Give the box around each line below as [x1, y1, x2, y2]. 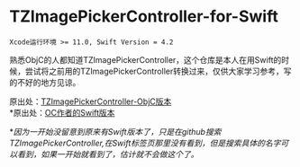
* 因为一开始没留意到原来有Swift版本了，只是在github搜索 [9, 126, 222, 136]
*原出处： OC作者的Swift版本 [9, 107, 115, 118]
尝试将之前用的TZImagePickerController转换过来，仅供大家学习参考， [24, 66, 284, 76]
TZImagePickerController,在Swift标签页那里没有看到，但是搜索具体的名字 [9, 137, 281, 148]
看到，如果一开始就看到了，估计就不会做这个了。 [16, 148, 199, 159]
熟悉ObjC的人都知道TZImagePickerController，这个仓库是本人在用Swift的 [9, 54, 282, 65]
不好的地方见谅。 [16, 76, 81, 87]
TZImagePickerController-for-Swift [9, 6, 279, 27]
